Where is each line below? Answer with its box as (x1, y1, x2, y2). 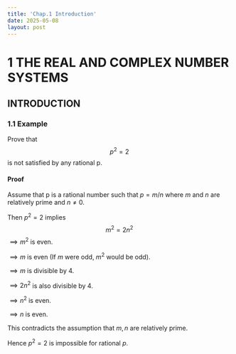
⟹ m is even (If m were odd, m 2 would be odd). (9, 252, 151, 261)
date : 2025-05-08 (7, 17, 59, 24)
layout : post (7, 23, 46, 31)
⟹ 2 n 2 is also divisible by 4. (9, 280, 94, 290)
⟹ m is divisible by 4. (9, 266, 75, 274)
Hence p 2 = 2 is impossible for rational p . (7, 338, 129, 347)
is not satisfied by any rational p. (7, 158, 103, 167)
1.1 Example (7, 119, 48, 129)
